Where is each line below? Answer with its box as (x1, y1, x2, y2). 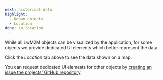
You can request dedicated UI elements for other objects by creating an (5, 64, 152, 70)
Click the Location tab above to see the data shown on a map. (5, 54, 132, 60)
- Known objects (9, 16, 43, 21)
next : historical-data (5, 7, 52, 12)
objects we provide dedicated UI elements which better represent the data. (5, 45, 159, 51)
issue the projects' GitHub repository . (5, 69, 82, 75)
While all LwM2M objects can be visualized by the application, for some (5, 39, 152, 45)
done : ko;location (5, 26, 43, 31)
